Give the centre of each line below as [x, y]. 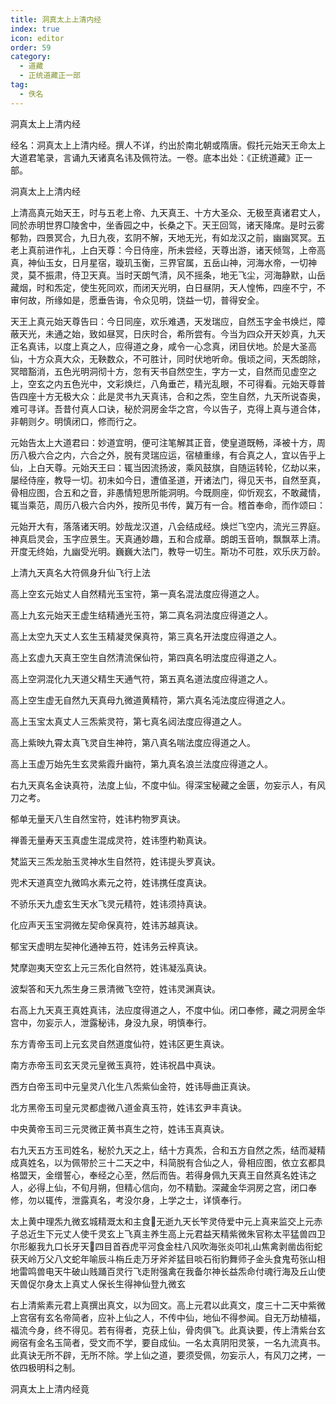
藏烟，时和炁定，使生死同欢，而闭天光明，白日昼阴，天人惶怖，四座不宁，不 [168, 287]
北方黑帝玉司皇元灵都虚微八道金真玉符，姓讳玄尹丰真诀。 [128, 1107]
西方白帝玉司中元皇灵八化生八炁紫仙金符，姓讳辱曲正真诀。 [133, 1086]
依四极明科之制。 [45, 1367]
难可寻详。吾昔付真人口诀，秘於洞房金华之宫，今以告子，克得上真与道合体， [168, 408]
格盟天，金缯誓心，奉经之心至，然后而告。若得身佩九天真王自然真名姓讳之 [163, 1175]
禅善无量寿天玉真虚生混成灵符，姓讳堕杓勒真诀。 [111, 840]
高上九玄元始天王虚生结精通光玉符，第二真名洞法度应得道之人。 [141, 615]
